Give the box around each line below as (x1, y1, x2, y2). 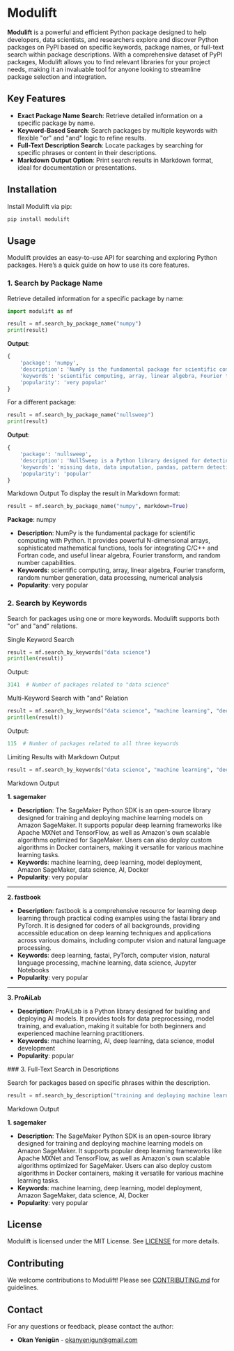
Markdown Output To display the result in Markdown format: (7, 489, 180, 497)
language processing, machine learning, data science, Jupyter (17, 958, 197, 967)
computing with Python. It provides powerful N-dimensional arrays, (17, 536, 210, 545)
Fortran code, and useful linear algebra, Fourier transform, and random (17, 551, 221, 560)
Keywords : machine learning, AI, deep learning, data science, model (17, 1036, 214, 1045)
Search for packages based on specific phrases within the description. (7, 1078, 210, 1087)
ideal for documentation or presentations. (17, 163, 137, 172)
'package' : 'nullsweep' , (19, 451, 92, 458)
